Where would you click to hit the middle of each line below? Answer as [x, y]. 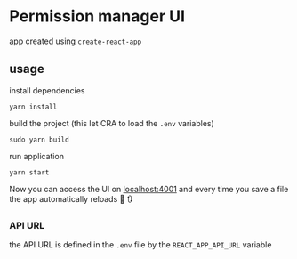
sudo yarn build [39, 140]
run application [37, 156]
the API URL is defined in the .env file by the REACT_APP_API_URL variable [140, 245]
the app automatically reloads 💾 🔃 [71, 198]
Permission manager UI [97, 16]
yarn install [33, 107]
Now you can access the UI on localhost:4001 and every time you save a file [149, 189]
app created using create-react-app [76, 41]
